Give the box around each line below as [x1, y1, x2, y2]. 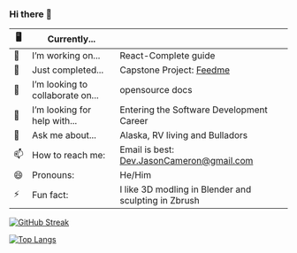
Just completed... [32, 64, 104, 76]
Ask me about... [32, 129, 97, 142]
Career [118, 115, 148, 127]
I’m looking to [32, 79, 88, 91]
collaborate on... [32, 89, 99, 102]
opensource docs [118, 84, 193, 96]
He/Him [118, 169, 152, 181]
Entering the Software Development [118, 103, 268, 116]
